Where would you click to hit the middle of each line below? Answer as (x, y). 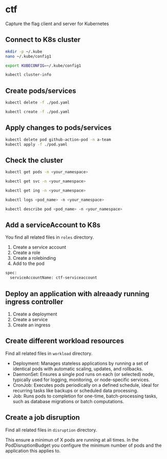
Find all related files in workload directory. (49, 353)
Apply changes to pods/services (58, 128)
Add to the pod (28, 264)
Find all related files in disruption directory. (51, 430)
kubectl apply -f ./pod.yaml (36, 144)
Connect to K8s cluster (43, 40)
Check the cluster (34, 160)
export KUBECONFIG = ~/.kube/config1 (43, 66)
